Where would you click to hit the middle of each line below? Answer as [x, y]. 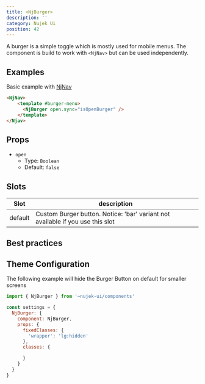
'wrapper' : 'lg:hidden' [58, 336]
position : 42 [23, 29]
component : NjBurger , [45, 319]
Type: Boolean [42, 161]
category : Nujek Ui [31, 23]
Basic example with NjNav [39, 87]
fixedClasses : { [43, 330]
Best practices [34, 243]
